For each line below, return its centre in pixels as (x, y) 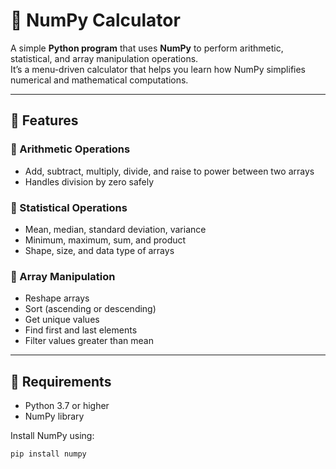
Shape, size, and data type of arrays (99, 250)
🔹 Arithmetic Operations (70, 149)
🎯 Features (44, 120)
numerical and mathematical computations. (99, 80)
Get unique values (62, 320)
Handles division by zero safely (89, 181)
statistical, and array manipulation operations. (104, 58)
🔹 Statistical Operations (69, 207)
